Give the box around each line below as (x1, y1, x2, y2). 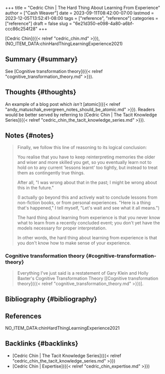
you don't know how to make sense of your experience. (17, 240, 131, 246)
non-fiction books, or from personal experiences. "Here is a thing (17, 200, 151, 206)
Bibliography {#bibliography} (5, 295, 98, 303)
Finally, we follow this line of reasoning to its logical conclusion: (17, 145, 147, 150)
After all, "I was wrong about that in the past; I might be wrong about (17, 179, 158, 186)
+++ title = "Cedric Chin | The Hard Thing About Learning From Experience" (5, 5, 161, 10)
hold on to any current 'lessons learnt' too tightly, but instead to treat (17, 164, 158, 171)
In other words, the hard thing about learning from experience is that (17, 235, 158, 241)
